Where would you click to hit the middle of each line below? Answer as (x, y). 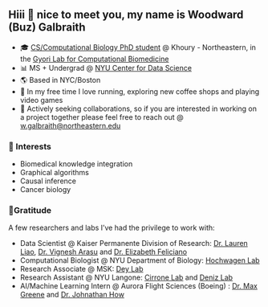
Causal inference (48, 181)
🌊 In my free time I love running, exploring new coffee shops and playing (140, 91)
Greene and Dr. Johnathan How (72, 295)
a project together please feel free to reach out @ (102, 117)
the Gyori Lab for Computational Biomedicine (94, 59)
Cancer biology (45, 190)
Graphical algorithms (55, 173)
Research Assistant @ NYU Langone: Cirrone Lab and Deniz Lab (126, 277)
